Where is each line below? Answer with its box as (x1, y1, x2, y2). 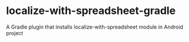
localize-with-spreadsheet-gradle (6, 4, 176, 17)
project (6, 29, 23, 36)
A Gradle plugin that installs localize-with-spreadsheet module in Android (6, 23, 184, 30)
